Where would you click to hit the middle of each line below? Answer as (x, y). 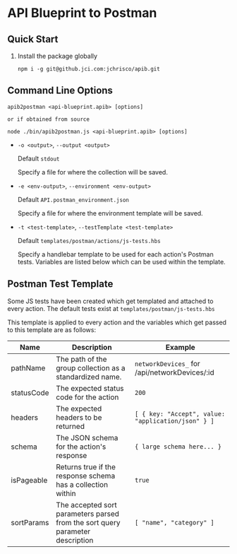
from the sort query (88, 522)
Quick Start (33, 39)
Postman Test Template (60, 284)
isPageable (29, 480)
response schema (86, 476)
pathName (28, 367)
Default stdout (38, 158)
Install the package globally (57, 56)
